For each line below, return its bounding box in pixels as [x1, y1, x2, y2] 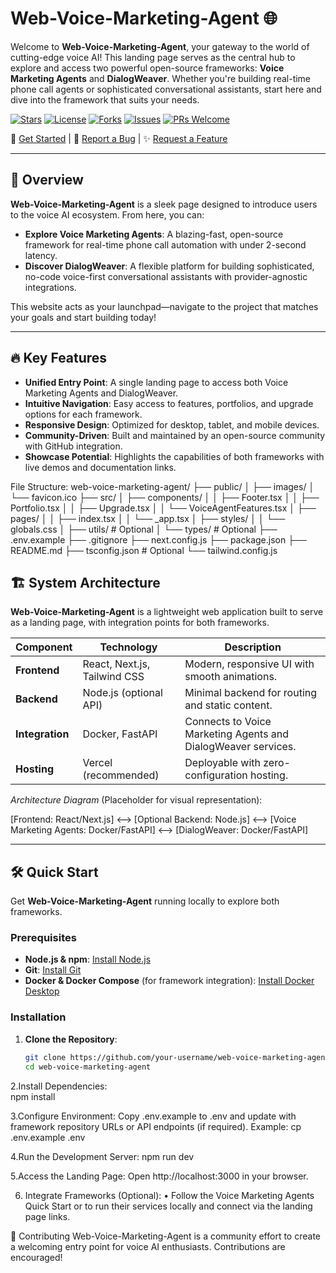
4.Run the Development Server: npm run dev [10, 1150, 195, 1162]
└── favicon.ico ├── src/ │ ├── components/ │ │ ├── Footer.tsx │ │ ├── [10, 491, 320, 503]
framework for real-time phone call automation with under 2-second [24, 238, 307, 251]
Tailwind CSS [82, 670, 145, 684]
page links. [24, 1210, 71, 1222]
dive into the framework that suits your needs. [10, 93, 200, 106]
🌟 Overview [10, 172, 84, 189]
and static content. [184, 698, 273, 712]
